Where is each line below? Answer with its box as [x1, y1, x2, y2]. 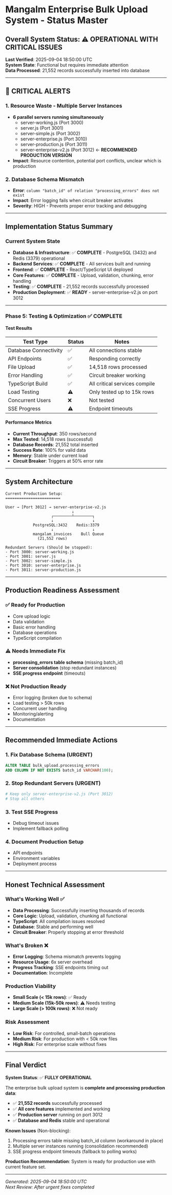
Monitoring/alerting [12, 711, 54, 717]
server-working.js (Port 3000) [20, 119, 83, 125]
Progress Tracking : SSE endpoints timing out [12, 965, 109, 971]
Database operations [12, 629, 57, 636]
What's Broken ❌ [5, 941, 49, 949]
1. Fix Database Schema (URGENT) [5, 751, 93, 759]
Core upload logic [12, 613, 51, 619]
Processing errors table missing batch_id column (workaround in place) [12, 1137, 164, 1143]
